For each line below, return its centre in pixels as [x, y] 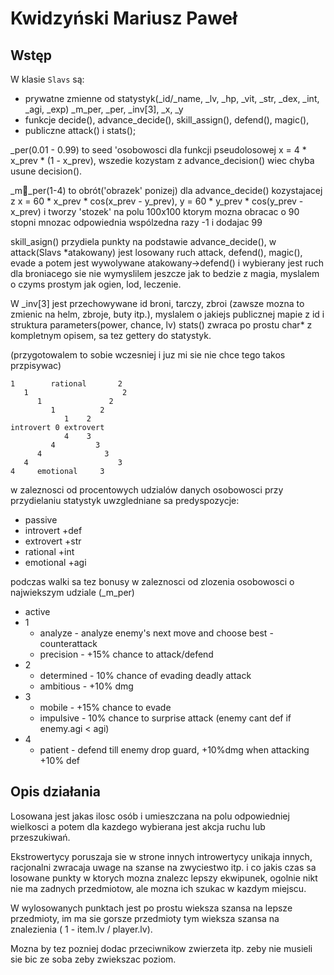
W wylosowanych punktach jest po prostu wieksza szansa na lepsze [151, 908]
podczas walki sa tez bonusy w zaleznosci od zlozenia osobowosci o [152, 581]
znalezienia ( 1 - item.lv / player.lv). [81, 929]
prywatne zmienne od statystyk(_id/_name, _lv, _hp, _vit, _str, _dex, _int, [172, 98]
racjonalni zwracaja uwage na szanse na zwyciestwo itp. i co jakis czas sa [163, 867]
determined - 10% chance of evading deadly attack [145, 675]
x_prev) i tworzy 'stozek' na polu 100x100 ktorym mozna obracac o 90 [155, 211]
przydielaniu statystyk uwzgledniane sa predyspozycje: [125, 500]
